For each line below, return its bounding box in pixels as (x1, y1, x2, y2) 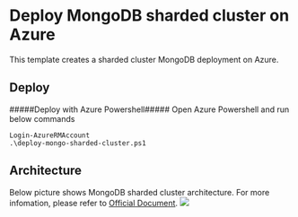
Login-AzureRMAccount (9, 131, 91, 140)
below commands (9, 113, 75, 124)
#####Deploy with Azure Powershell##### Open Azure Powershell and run (9, 104, 290, 115)
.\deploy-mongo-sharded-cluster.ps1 (9, 138, 146, 148)
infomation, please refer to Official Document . (9, 197, 178, 208)
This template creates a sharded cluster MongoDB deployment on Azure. (9, 54, 279, 65)
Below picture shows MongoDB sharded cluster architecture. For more (9, 187, 270, 197)
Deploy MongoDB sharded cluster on (9, 5, 290, 26)
